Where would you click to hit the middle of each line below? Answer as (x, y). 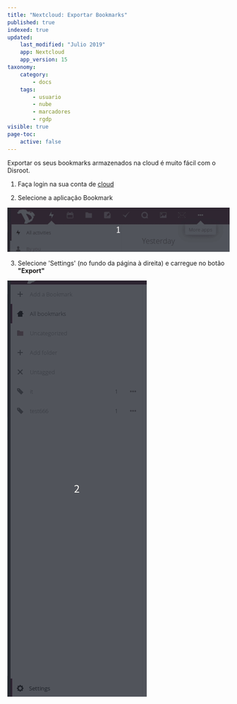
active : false (41, 141)
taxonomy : (22, 67)
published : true (31, 22)
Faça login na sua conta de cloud (66, 184)
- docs (42, 82)
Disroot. (19, 170)
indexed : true (28, 30)
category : (35, 74)
